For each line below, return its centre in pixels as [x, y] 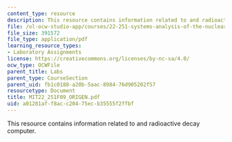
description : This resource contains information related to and [103, 20]
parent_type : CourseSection [48, 78]
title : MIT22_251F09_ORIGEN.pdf [54, 98]
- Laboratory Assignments [44, 53]
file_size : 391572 [33, 33]
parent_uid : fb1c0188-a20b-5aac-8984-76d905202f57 [81, 85]
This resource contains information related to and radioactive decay [104, 123]
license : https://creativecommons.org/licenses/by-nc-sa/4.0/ [98, 59]
